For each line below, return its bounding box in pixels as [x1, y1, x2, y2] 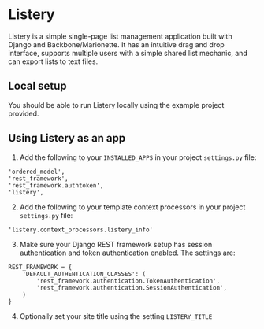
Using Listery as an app [8, 131, 126, 145]
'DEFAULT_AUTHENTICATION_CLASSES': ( [22, 270, 147, 278]
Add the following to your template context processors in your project [19, 202, 246, 212]
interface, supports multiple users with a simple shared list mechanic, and [8, 48, 248, 57]
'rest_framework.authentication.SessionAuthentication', [36, 283, 227, 292]
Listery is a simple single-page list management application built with [8, 31, 232, 41]
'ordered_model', [8, 168, 65, 176]
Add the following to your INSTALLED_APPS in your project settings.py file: [19, 152, 257, 162]
